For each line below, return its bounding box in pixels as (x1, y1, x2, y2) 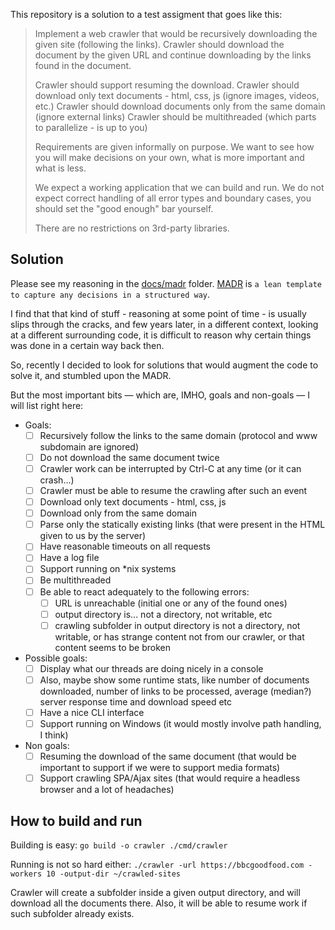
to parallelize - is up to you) (34, 122, 148, 133)
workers (10, 869, 43, 879)
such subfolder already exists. (10, 907, 135, 919)
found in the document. (34, 60, 132, 71)
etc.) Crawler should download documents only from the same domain (34, 100, 326, 112)
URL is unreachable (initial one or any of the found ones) (54, 597, 288, 609)
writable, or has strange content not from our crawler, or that (54, 630, 305, 643)
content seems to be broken (54, 641, 172, 653)
